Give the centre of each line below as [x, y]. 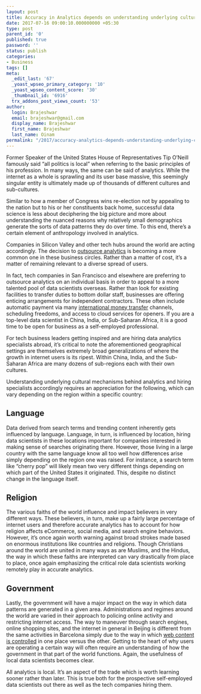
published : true [26, 40]
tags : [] [17, 68]
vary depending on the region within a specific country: [74, 394]
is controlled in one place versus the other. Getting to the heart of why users [100, 641]
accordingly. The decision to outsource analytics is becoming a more [91, 251]
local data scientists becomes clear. [50, 660]
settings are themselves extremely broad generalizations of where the [92, 351]
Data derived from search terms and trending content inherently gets [91, 428]
